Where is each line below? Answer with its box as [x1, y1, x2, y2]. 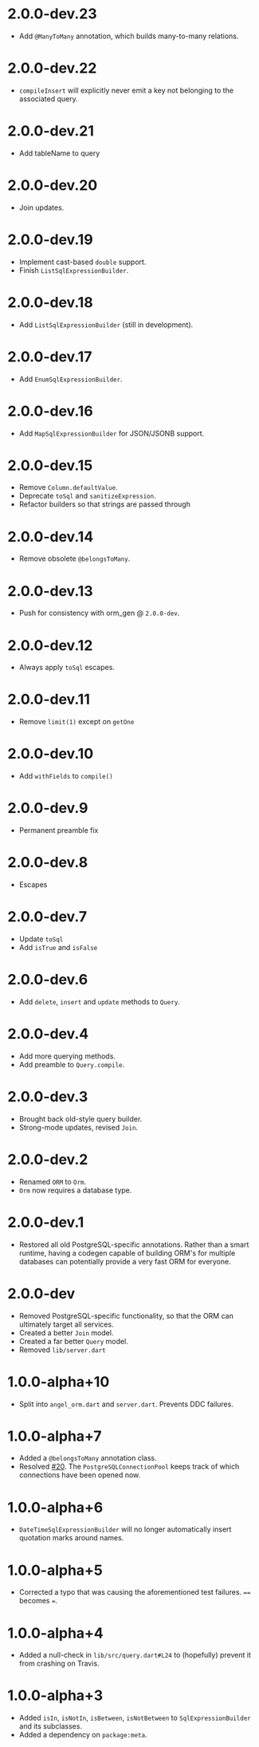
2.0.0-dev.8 [7, 854, 88, 872]
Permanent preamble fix [18, 826, 99, 835]
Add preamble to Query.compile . [18, 1059, 125, 1069]
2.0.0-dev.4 [7, 1025, 89, 1043]
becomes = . [18, 1596, 57, 1606]
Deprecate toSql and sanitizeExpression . [18, 491, 156, 501]
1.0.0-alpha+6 [7, 1498, 104, 1516]
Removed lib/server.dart [18, 1345, 106, 1355]
